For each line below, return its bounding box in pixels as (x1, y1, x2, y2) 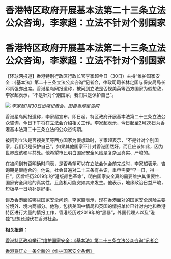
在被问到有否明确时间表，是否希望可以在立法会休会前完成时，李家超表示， (5, 160, 161, 167)
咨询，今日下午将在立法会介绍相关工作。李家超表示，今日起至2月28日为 (9, 120, 161, 126)
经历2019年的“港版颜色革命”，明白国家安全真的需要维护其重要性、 (25, 173, 164, 179)
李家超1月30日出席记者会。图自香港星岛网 (11, 103, 100, 109)
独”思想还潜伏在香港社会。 (5, 216, 61, 222)
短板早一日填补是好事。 (5, 186, 54, 192)
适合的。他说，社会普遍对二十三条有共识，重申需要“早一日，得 (22, 167, 155, 173)
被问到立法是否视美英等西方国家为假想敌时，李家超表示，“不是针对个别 (5, 137, 155, 143)
